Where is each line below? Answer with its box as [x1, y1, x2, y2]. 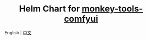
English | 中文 [4, 30, 32, 35]
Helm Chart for [19, 3, 80, 14]
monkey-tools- [82, 3, 143, 14]
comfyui [64, 13, 99, 24]
